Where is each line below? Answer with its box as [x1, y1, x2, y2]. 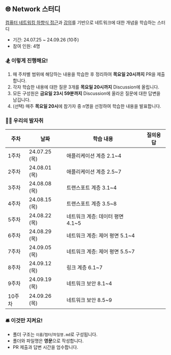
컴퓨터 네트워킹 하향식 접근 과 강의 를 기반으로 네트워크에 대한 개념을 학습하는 [5, 19, 156, 26]
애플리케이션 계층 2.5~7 [66, 168, 122, 175]
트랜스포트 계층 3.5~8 [66, 200, 117, 207]
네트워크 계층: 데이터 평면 [66, 213, 124, 220]
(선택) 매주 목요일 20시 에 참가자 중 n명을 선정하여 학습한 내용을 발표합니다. [12, 103, 161, 109]
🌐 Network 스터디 [5, 5, 61, 14]
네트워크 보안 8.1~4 [66, 280, 112, 287]
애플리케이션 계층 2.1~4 [66, 152, 122, 159]
